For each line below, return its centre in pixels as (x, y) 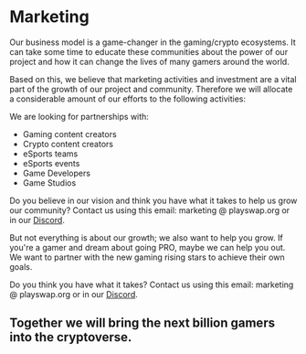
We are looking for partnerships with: (79, 116)
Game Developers (57, 173)
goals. (21, 266)
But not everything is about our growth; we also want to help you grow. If (146, 237)
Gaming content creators (69, 134)
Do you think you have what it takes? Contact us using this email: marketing (152, 284)
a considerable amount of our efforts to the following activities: (128, 99)
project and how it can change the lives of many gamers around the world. (149, 61)
